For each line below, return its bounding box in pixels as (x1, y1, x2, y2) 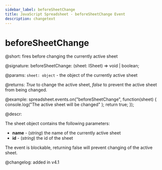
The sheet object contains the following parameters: (5, 121, 110, 127)
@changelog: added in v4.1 (5, 159, 60, 165)
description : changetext (5, 16, 56, 21)
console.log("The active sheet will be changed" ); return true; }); (5, 102, 134, 107)
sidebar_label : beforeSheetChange (5, 7, 76, 12)
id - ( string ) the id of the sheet (12, 135, 73, 141)
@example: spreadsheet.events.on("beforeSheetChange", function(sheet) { (5, 96, 157, 103)
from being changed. (5, 87, 47, 93)
